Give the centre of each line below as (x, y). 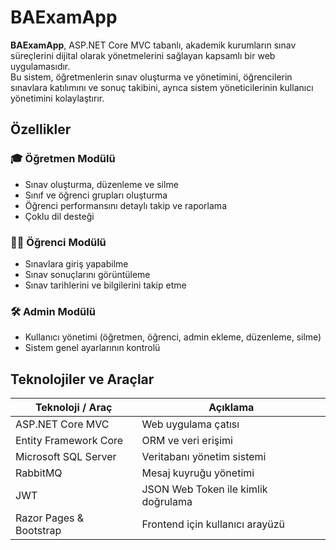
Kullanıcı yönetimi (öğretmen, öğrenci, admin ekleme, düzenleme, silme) (173, 337)
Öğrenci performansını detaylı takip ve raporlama (125, 205)
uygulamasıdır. (40, 66)
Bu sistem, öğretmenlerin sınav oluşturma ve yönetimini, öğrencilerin (151, 77)
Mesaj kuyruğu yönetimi (198, 473)
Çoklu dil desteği (59, 216)
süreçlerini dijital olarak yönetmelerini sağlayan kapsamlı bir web (143, 55)
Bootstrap (38, 531)
